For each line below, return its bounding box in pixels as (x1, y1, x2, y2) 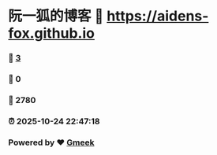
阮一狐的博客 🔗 (8, 7, 104, 25)
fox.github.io (8, 24, 95, 42)
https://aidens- (106, 7, 209, 25)
